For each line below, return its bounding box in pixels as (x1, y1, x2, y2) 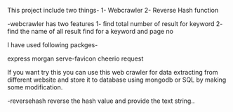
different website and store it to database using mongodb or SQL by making (7, 75, 227, 84)
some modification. (7, 83, 63, 91)
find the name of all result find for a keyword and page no (7, 27, 174, 35)
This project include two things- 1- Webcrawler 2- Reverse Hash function (7, 6, 219, 14)
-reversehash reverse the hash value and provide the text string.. (7, 97, 195, 105)
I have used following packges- (7, 41, 98, 49)
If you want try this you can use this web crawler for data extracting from (7, 68, 218, 76)
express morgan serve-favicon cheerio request (7, 54, 144, 63)
